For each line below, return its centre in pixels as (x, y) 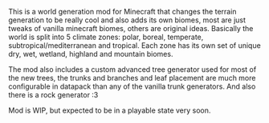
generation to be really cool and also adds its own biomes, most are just (127, 20)
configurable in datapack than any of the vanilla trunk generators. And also (132, 86)
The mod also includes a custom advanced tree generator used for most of (132, 69)
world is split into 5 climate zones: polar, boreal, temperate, (106, 37)
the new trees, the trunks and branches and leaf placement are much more (132, 78)
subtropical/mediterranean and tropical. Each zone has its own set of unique (134, 46)
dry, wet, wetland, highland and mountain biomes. (91, 54)
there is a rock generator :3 (53, 95)
